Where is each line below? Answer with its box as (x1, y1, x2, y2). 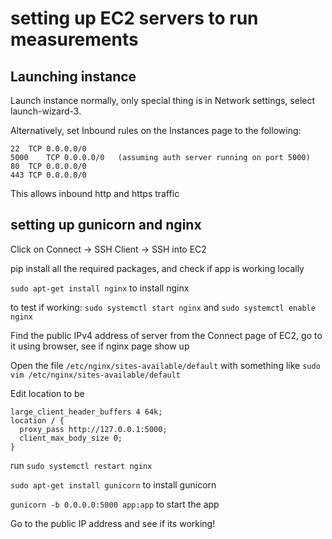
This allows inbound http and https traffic (10, 188, 180, 199)
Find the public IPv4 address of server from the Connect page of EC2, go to (10, 329, 323, 341)
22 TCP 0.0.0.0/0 (10, 144, 87, 154)
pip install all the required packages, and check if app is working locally (10, 262, 305, 274)
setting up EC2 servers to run (10, 7, 259, 30)
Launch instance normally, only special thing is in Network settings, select (10, 95, 316, 106)
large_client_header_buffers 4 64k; (10, 407, 163, 417)
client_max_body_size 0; (19, 433, 123, 443)
